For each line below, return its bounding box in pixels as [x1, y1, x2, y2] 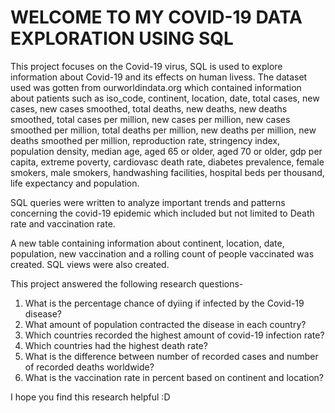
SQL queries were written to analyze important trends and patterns [10, 196, 286, 208]
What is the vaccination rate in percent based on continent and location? [24, 371, 324, 383]
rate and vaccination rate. [10, 217, 116, 230]
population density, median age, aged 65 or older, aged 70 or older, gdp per [10, 145, 323, 157]
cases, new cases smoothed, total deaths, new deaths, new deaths [10, 102, 288, 115]
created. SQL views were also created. [10, 258, 170, 270]
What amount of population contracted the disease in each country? [24, 318, 307, 330]
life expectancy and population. [10, 177, 140, 189]
